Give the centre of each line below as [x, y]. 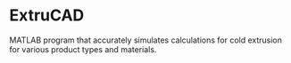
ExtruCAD [47, 16]
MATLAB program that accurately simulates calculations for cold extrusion [146, 40]
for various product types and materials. [83, 49]
